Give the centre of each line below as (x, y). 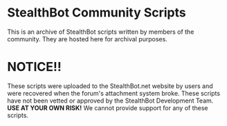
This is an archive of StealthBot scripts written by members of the (101, 32)
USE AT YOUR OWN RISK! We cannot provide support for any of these (108, 107)
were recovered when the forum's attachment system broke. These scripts (113, 93)
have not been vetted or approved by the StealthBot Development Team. (110, 101)
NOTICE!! (35, 67)
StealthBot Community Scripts (97, 13)
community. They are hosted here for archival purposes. (87, 39)
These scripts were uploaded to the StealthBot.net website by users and (110, 86)
